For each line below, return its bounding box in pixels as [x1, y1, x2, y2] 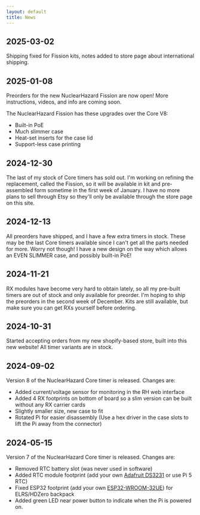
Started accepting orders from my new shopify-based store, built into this [6, 337, 187, 344]
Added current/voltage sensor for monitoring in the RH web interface [14, 389, 185, 396]
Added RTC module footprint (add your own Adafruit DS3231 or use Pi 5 [14, 471, 192, 478]
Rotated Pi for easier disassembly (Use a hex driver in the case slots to [14, 414, 189, 421]
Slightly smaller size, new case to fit [14, 408, 103, 415]
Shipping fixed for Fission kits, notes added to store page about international [6, 52, 195, 60]
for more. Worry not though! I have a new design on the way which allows [6, 245, 187, 252]
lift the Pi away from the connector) [14, 420, 102, 428]
